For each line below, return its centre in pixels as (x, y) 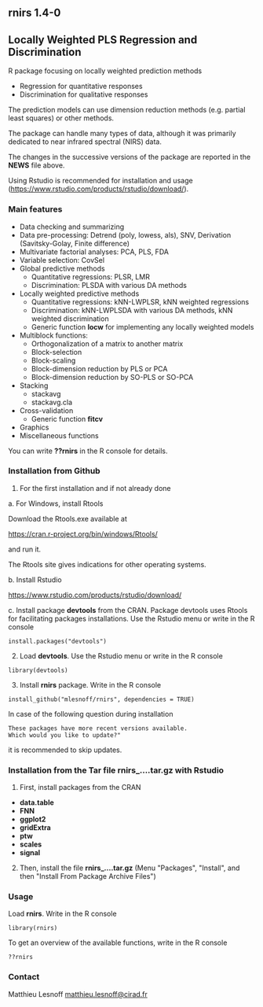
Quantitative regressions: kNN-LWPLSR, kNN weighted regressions (140, 301)
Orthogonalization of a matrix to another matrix (107, 343)
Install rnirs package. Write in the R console (90, 684)
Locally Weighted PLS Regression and (103, 40)
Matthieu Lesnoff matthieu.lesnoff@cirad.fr (78, 994)
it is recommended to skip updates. (65, 750)
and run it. (25, 549)
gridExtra (35, 828)
